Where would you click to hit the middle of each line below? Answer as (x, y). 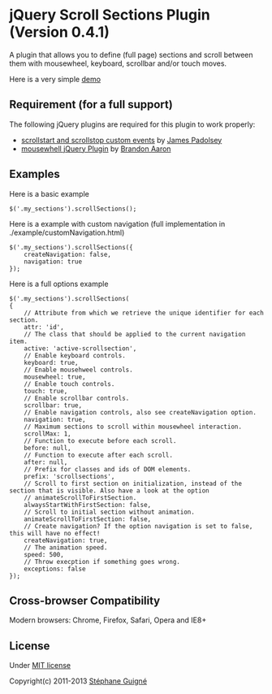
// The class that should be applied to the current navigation (135, 334)
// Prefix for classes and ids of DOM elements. (108, 469)
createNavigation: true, (66, 540)
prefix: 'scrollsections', (69, 476)
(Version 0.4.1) (60, 32)
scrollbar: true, (53, 405)
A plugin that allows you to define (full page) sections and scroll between (131, 54)
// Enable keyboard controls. (75, 355)
